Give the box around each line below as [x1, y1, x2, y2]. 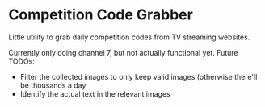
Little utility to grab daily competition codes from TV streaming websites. [8, 32, 250, 42]
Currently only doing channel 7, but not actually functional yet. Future [8, 47, 238, 57]
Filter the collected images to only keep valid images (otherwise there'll [19, 72, 258, 81]
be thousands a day [19, 80, 86, 90]
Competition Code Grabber [8, 6, 194, 24]
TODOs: [8, 56, 35, 66]
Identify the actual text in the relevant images [19, 88, 171, 98]
